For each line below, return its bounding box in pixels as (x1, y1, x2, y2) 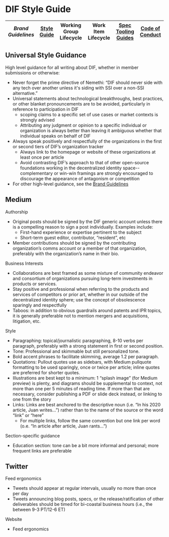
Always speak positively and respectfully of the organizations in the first (12, 138, 162, 144)
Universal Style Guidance (5, 51, 87, 60)
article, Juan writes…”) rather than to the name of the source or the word (12, 407, 163, 413)
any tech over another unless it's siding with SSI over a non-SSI (12, 84, 144, 91)
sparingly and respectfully (12, 302, 67, 308)
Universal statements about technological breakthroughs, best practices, (12, 95, 163, 101)
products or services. (12, 280, 57, 287)
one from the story (12, 396, 51, 402)
